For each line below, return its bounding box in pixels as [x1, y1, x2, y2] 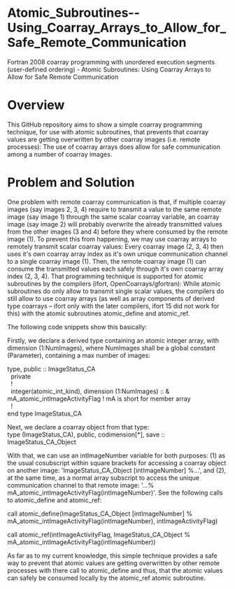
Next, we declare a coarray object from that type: [7, 423, 150, 431]
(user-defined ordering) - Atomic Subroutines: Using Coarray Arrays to [7, 65, 211, 73]
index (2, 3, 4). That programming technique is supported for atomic [7, 271, 204, 281]
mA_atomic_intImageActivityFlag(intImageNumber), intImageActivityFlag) [7, 516, 218, 525]
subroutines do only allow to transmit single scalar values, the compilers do [7, 287, 225, 295]
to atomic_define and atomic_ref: [7, 495, 102, 504]
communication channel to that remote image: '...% [7, 481, 155, 489]
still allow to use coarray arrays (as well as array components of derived [7, 294, 215, 302]
